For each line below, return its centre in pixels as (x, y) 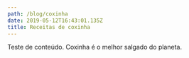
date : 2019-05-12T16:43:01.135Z (55, 21)
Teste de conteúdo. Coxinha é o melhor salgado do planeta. (95, 47)
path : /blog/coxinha (38, 14)
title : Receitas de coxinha (49, 27)
